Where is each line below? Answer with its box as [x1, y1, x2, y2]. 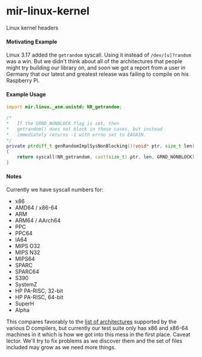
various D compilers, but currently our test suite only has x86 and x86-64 [6, 324, 188, 332]
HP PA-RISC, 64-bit [14, 294, 64, 301]
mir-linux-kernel [6, 4, 90, 18]
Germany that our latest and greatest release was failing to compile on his [6, 70, 189, 78]
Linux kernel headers [6, 24, 59, 31]
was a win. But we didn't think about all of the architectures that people [6, 58, 183, 65]
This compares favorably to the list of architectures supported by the [6, 318, 177, 326]
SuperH [14, 300, 34, 308]
